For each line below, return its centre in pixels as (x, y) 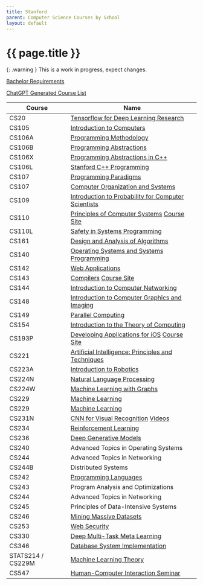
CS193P (21, 339)
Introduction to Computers (108, 128)
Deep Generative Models (106, 438)
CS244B (21, 467)
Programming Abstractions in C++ (119, 158)
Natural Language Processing (113, 379)
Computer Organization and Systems (123, 187)
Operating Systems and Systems (117, 251)
